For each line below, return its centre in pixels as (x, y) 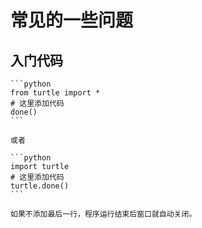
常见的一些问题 (72, 20)
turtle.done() (40, 186)
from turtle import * (55, 93)
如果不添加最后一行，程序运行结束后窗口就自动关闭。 (103, 214)
